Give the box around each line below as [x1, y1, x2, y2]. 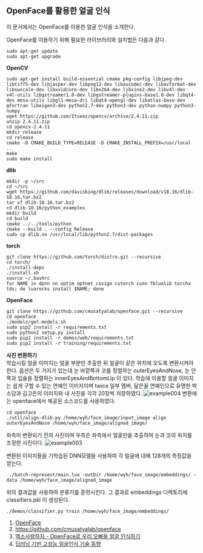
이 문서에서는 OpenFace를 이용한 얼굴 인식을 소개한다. [6, 23, 136, 30]
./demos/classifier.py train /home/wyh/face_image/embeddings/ [6, 508, 170, 514]
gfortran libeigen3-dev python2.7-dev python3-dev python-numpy [6, 102, 172, 108]
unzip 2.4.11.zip [6, 118, 50, 125]
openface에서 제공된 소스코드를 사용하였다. [12, 397, 116, 405]
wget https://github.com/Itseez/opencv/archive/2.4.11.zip [6, 113, 159, 119]
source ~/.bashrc [6, 275, 50, 281]
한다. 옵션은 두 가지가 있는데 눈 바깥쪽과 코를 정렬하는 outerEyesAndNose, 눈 [6, 367, 190, 374]
